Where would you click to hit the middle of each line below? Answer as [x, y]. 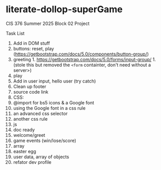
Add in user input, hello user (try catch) [54, 81]
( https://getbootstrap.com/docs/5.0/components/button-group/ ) [81, 54]
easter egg [25, 151]
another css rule [30, 119]
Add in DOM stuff [31, 43]
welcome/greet [29, 135]
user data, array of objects [41, 157]
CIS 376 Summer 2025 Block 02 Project [48, 23]
